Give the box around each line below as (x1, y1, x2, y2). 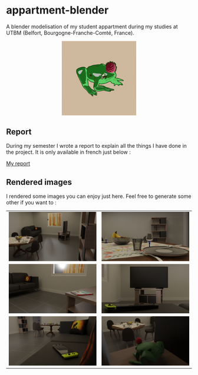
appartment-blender (6, 4, 109, 17)
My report (6, 160, 31, 167)
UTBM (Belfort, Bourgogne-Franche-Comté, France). (6, 29, 134, 36)
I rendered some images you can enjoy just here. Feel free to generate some (6, 193, 192, 200)
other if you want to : (6, 199, 57, 206)
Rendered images (6, 177, 72, 187)
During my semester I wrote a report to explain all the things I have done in (6, 142, 187, 150)
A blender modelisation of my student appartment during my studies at (6, 23, 178, 30)
